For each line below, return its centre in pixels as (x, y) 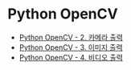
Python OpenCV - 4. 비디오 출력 (71, 57)
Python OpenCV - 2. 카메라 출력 (71, 37)
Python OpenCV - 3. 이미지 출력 (71, 47)
